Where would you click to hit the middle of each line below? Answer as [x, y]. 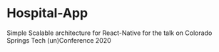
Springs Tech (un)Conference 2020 [59, 40]
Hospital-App [47, 13]
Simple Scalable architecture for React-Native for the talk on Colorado [109, 33]
